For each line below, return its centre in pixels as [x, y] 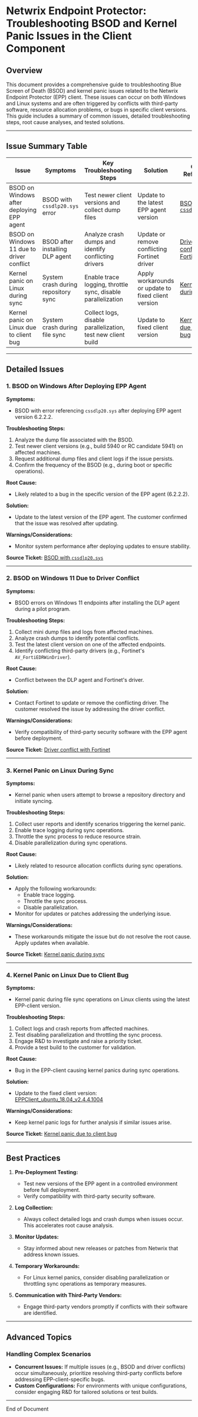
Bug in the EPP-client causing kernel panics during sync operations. [97, 1070]
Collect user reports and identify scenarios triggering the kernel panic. [100, 824]
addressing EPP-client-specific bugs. [60, 1379]
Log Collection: [34, 1208]
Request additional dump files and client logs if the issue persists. [94, 459]
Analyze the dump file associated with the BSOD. [74, 440]
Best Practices [33, 1158]
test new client [105, 334]
